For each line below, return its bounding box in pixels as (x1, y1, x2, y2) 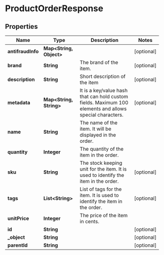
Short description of (80, 73, 126, 79)
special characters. (80, 112, 123, 118)
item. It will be (80, 125, 111, 132)
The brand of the (80, 59, 119, 66)
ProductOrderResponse (5, 3, 103, 14)
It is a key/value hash (80, 87, 128, 94)
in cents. (80, 218, 100, 225)
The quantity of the (80, 146, 123, 152)
